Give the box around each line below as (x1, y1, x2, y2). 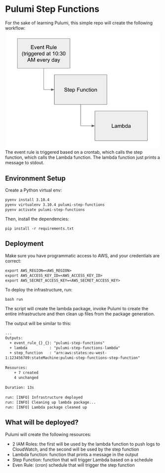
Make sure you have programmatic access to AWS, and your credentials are (5, 252, 160, 258)
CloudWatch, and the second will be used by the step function (12, 446, 139, 452)
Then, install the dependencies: (5, 216, 69, 222)
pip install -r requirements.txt (5, 226, 74, 231)
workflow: (5, 25, 26, 31)
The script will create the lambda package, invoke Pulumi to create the (5, 305, 149, 311)
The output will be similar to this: (5, 320, 72, 326)
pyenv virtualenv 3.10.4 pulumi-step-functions (5, 202, 105, 207)
